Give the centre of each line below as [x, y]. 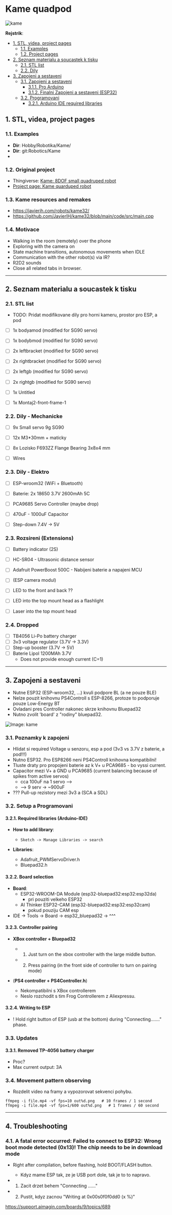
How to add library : [34, 830]
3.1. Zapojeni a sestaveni [46, 81]
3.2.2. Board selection [29, 877]
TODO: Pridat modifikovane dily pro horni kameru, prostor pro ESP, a [85, 315]
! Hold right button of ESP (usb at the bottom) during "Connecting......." [87, 1019]
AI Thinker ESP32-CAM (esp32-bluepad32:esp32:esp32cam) [85, 905]
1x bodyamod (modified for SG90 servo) [55, 330]
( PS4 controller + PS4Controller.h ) [50, 980]
